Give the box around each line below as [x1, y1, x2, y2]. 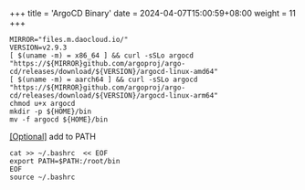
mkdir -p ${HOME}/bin [9, 107, 92, 116]
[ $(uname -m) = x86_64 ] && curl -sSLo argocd [9, 51, 195, 60]
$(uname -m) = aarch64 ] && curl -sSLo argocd [17, 75, 198, 84]
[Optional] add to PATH [9, 132, 96, 142]
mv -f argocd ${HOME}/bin [9, 115, 108, 124]
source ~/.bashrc [9, 173, 76, 182]
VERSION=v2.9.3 [9, 43, 68, 52]
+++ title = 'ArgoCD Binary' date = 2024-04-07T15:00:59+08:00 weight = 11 [9, 8, 297, 18]
